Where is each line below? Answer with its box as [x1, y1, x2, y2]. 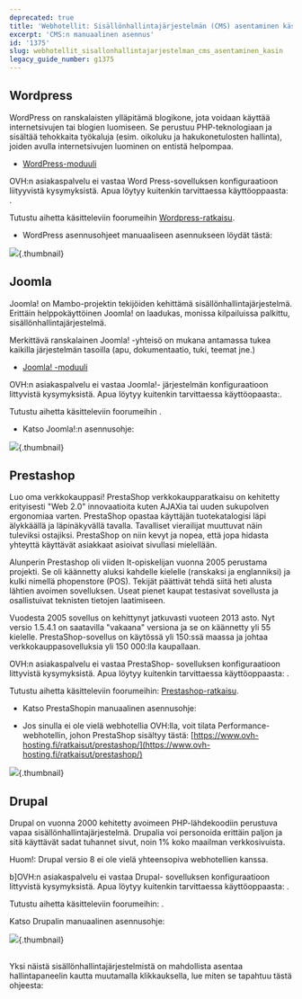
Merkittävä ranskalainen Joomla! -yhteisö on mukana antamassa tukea [9, 334, 271, 345]
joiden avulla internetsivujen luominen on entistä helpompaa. [9, 140, 234, 151]
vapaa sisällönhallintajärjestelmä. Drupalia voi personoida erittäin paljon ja [9, 827, 283, 838]
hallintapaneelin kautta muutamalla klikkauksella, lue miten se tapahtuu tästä [9, 970, 292, 981]
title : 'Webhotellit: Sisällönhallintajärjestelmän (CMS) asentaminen [9, 22, 280, 31]
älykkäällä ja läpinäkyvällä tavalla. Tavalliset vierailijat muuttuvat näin [9, 521, 263, 531]
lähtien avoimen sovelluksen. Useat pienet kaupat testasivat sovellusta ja [9, 585, 279, 596]
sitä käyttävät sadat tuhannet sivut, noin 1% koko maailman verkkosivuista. [9, 837, 286, 848]
